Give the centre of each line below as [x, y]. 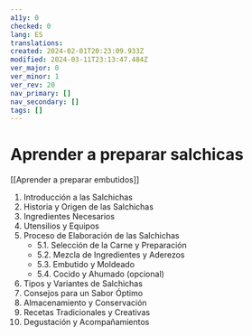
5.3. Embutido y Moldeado [85, 265]
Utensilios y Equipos [61, 226]
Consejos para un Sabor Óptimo [83, 294]
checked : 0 [31, 26]
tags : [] [27, 110]
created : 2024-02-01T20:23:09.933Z [77, 51]
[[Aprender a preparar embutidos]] [75, 180]
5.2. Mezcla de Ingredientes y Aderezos [111, 255]
